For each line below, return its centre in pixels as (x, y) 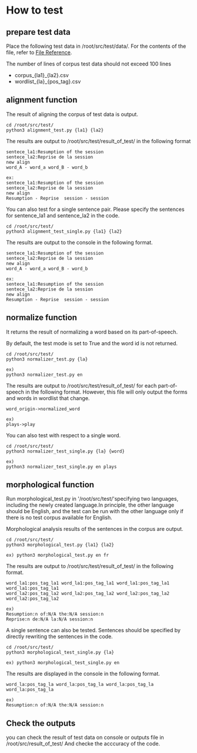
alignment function (42, 100)
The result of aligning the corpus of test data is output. (72, 114)
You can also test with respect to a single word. (64, 435)
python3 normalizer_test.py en (44, 375)
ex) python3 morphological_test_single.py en (63, 663)
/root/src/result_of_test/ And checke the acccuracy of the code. (83, 744)
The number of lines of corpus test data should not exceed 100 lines (89, 64)
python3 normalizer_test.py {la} (47, 359)
